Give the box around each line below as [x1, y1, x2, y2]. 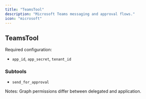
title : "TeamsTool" [5, 7, 44, 12]
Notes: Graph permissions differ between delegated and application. [5, 88, 142, 94]
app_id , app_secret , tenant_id [12, 56, 72, 62]
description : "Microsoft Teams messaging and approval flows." [5, 12, 135, 16]
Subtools [5, 68, 27, 75]
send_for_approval [12, 80, 49, 85]
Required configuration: [5, 47, 52, 53]
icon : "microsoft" [5, 16, 42, 21]
